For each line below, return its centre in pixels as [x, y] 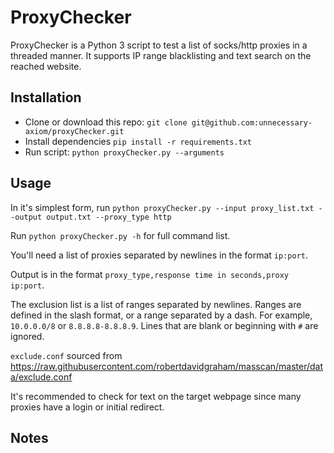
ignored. [27, 336]
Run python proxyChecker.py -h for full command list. [120, 235]
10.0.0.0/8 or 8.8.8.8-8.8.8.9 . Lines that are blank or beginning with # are [164, 325]
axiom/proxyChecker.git [74, 131]
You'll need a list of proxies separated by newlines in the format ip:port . [159, 255]
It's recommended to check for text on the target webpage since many [156, 396]
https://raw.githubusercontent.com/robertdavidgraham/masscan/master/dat [167, 366]
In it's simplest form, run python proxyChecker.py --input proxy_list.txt [162, 207]
